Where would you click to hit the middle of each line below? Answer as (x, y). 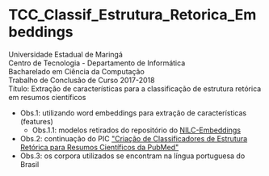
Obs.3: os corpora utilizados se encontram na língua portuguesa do (132, 156)
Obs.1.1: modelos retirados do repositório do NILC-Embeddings (136, 130)
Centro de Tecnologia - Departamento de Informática (97, 63)
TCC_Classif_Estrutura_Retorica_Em (132, 15)
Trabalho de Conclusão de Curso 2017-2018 (82, 80)
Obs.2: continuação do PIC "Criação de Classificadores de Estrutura (134, 138)
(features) (37, 121)
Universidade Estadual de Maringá (66, 54)
